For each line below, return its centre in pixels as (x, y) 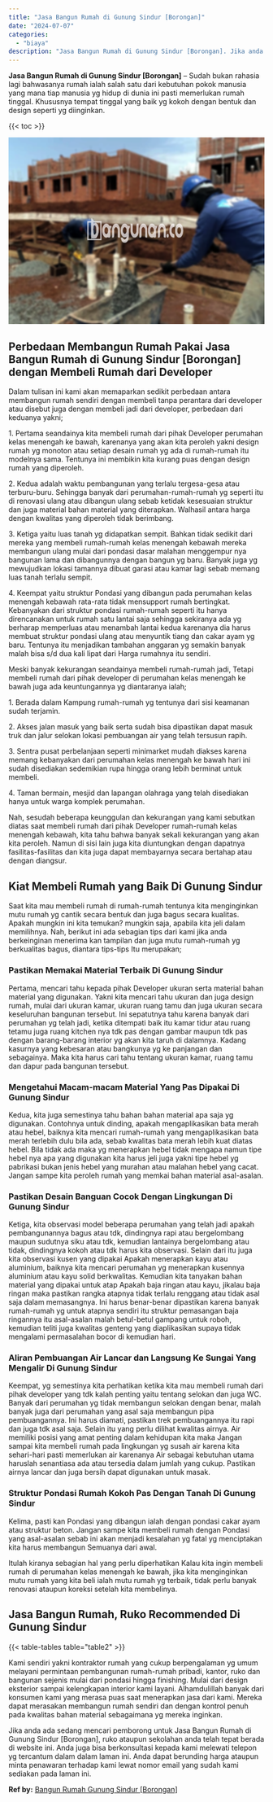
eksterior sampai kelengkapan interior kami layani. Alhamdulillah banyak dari (136, 1688)
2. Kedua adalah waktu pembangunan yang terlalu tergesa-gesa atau (124, 483)
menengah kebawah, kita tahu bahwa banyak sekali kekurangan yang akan (134, 835)
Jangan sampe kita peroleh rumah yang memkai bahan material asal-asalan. (136, 1175)
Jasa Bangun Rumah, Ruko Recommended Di (125, 1614)
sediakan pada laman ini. (50, 1774)
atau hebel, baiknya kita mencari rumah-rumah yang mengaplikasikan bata (133, 1132)
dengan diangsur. (38, 861)
